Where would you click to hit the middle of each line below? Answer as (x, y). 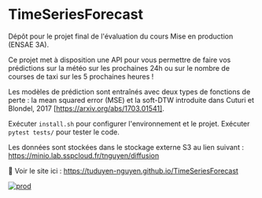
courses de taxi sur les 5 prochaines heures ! (81, 76)
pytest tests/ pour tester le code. (64, 132)
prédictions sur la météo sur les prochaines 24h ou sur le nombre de (119, 68)
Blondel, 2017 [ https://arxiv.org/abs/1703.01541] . (87, 108)
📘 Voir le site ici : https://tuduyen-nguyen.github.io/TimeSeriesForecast (123, 170)
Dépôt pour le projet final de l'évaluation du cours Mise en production (121, 36)
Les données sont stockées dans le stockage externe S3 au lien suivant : (126, 147)
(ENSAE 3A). (29, 44)
